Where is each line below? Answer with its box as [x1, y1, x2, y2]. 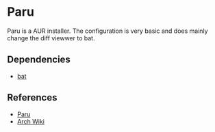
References [7, 92, 58, 103]
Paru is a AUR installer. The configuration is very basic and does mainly [7, 27, 208, 35]
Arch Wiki [16, 117, 45, 125]
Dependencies [7, 54, 71, 66]
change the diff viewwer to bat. [7, 34, 95, 42]
